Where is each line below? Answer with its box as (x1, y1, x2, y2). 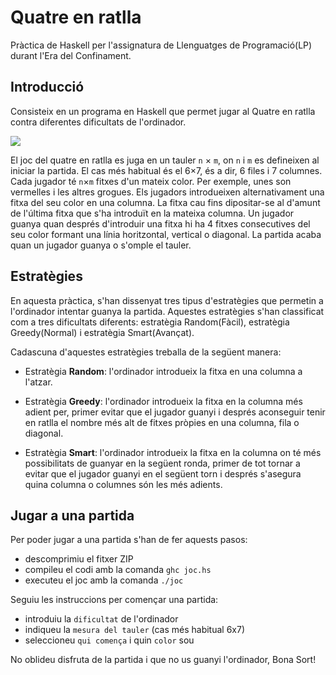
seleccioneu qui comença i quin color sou (24, 634, 195, 646)
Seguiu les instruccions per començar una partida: (10, 594, 219, 606)
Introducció (10, 79, 85, 96)
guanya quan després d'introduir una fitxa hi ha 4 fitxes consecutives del (10, 217, 311, 230)
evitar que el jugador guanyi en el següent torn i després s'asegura (24, 467, 302, 480)
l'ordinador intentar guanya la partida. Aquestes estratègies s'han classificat (10, 305, 325, 317)
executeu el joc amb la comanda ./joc (24, 574, 184, 586)
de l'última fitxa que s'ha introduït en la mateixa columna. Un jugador (10, 207, 295, 219)
